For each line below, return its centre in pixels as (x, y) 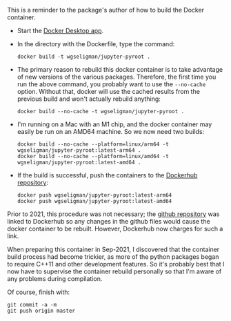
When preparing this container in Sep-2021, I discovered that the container (113, 249)
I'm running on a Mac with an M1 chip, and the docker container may (114, 124)
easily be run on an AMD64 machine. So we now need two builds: (111, 132)
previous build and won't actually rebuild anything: (89, 99)
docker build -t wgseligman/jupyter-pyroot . (83, 57)
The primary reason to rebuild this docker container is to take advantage (120, 69)
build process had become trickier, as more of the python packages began (113, 257)
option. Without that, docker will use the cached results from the (108, 91)
